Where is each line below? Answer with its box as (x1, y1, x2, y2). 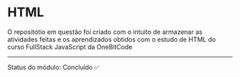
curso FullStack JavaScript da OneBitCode (7, 42, 133, 51)
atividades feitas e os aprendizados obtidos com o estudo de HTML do (7, 35, 216, 43)
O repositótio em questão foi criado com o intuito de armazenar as (7, 28, 203, 36)
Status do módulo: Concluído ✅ (7, 63, 100, 71)
